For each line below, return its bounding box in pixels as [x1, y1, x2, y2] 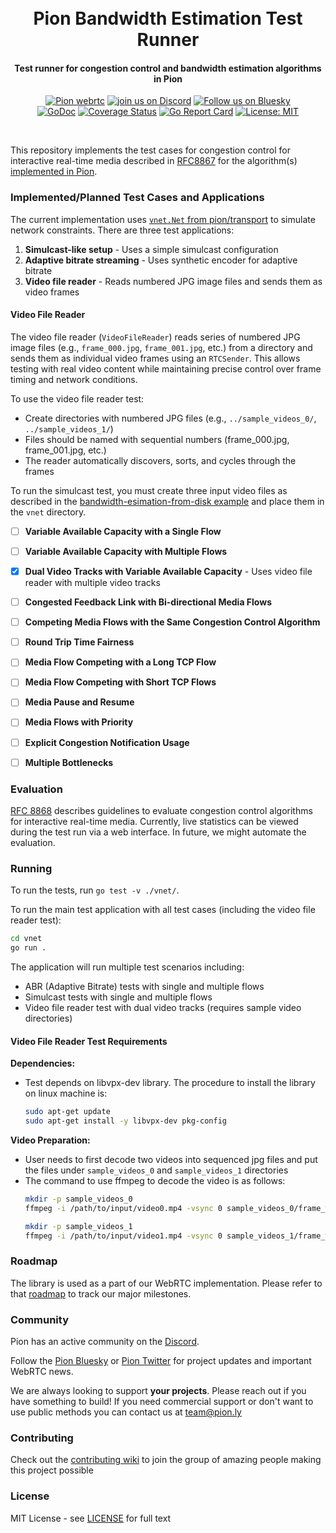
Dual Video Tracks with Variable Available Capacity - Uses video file [24, 566, 313, 578]
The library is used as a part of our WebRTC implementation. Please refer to [10, 1277, 323, 1289]
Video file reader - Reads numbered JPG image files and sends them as [24, 275, 323, 287]
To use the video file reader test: [10, 392, 145, 405]
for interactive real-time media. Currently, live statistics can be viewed [10, 815, 299, 827]
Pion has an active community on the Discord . [10, 1336, 200, 1348]
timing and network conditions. [10, 373, 138, 385]
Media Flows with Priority [24, 716, 134, 728]
